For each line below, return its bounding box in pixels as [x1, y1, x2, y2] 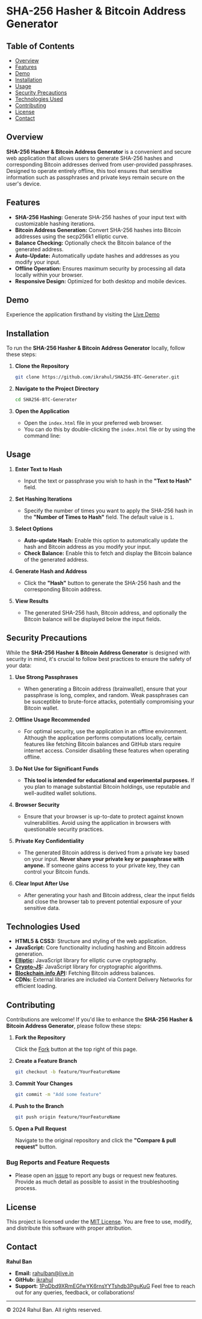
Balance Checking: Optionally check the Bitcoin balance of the [14, 239, 171, 246]
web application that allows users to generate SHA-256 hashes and [6, 154, 173, 161]
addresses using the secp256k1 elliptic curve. [14, 233, 129, 240]
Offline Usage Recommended [14, 716, 90, 723]
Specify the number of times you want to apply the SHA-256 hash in [23, 507, 194, 514]
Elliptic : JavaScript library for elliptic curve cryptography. [14, 957, 158, 964]
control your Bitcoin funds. [23, 868, 90, 875]
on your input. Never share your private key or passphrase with [23, 855, 185, 862]
